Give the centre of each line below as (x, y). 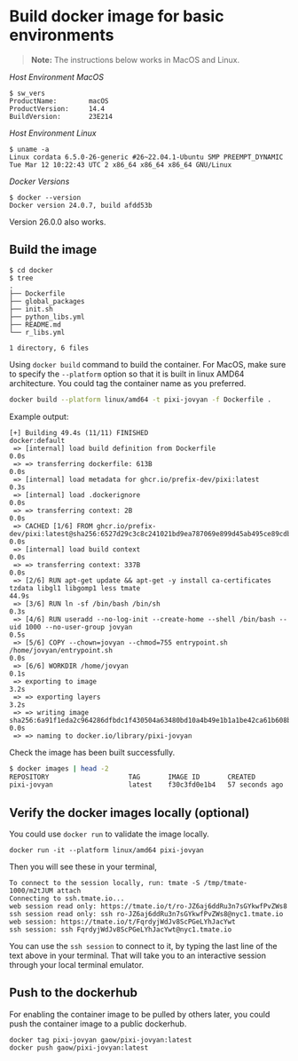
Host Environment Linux (53, 133)
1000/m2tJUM (31, 891)
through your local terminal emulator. (77, 965)
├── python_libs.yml (47, 317)
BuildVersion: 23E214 (61, 116)
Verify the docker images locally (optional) (129, 813)
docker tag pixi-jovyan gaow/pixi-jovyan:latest (101, 1040)
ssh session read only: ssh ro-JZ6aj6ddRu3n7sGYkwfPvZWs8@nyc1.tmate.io (146, 915)
